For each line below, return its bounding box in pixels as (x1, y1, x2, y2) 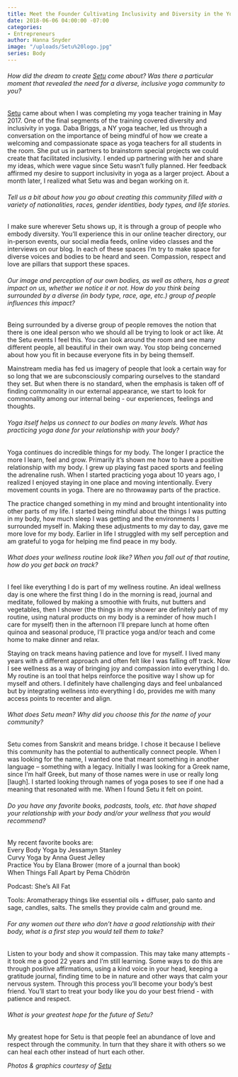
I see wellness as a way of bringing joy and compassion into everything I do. (7, 664, 230, 672)
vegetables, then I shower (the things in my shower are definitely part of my (7, 605, 229, 614)
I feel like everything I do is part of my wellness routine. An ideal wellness (7, 582, 221, 591)
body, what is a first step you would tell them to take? (7, 927, 164, 935)
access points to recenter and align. (7, 694, 112, 702)
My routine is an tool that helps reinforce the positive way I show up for (7, 671, 215, 680)
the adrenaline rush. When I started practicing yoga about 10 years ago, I (7, 470, 220, 479)
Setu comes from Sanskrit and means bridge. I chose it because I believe (7, 740, 221, 748)
